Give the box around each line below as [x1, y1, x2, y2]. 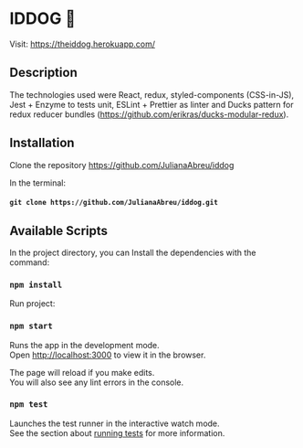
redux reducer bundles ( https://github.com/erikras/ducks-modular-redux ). [9, 109, 289, 120]
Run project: [9, 298, 56, 309]
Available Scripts [9, 223, 108, 239]
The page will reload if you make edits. [9, 367, 155, 378]
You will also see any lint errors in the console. [9, 377, 184, 388]
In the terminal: [9, 177, 67, 188]
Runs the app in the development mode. [9, 339, 160, 350]
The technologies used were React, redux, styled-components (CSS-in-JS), [9, 89, 295, 100]
